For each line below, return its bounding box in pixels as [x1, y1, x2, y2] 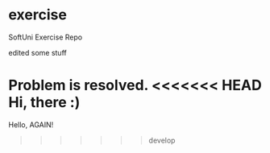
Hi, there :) [8, 93, 81, 112]
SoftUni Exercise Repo [8, 32, 83, 42]
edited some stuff [8, 48, 67, 57]
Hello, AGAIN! [8, 119, 54, 130]
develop [148, 135, 176, 145]
